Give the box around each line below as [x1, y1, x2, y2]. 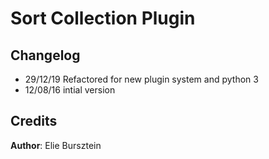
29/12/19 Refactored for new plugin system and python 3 [24, 73, 259, 85]
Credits [10, 113, 58, 130]
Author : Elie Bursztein [10, 139, 102, 151]
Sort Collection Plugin [10, 7, 196, 30]
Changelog [10, 47, 81, 64]
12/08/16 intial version [24, 84, 116, 96]
